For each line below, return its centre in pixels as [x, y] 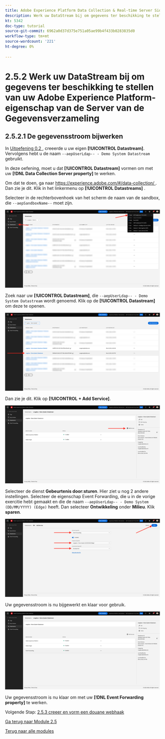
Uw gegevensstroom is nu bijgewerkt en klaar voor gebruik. [66, 605]
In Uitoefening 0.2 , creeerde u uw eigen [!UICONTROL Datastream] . [75, 148]
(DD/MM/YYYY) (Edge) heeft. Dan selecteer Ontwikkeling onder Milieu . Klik [80, 507]
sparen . [13, 512]
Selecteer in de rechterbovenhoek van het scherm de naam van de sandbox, [82, 198]
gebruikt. [14, 158]
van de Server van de [100, 108]
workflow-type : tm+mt [27, 36]
